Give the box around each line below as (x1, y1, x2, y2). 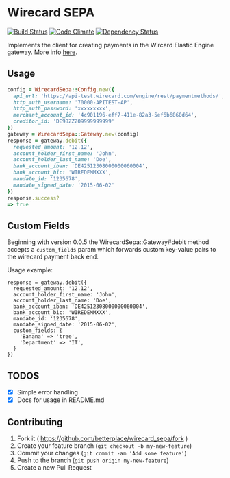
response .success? (7, 194, 60, 202)
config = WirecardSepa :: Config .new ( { (7, 86, 115, 93)
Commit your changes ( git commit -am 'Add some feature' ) (16, 449, 187, 457)
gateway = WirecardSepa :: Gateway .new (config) (7, 130, 139, 138)
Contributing (7, 416, 63, 428)
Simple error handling (16, 388, 79, 396)
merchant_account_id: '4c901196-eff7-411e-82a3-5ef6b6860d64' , (13, 112, 197, 119)
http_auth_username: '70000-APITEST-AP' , (13, 99, 133, 106)
